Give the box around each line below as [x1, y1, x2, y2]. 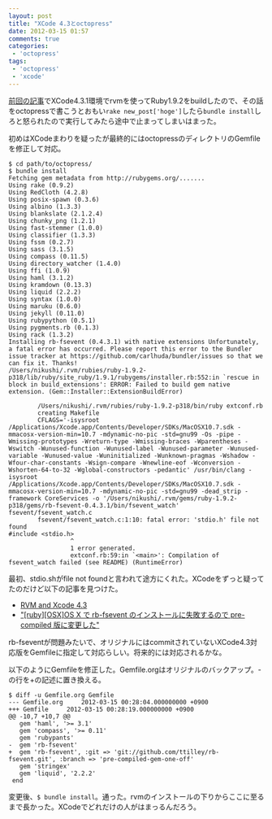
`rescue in [222, 373, 260, 381]
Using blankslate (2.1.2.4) [8, 209, 104, 218]
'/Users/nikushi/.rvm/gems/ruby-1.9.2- [102, 494, 238, 503]
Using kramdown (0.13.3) [8, 281, 93, 289]
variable [8, 451, 38, 460]
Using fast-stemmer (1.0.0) [8, 224, 104, 232]
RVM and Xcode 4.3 [19, 599, 88, 610]
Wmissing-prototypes [8, 437, 79, 446]
